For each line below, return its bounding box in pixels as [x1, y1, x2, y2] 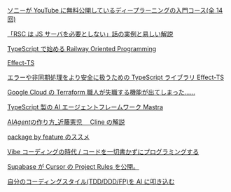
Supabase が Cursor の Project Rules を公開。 [7, 163, 140, 170]
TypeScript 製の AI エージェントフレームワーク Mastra [7, 103, 163, 111]
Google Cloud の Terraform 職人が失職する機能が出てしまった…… [7, 88, 196, 96]
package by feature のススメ [7, 132, 90, 141]
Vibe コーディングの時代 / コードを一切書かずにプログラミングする [7, 148, 199, 156]
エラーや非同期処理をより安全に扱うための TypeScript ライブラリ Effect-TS [7, 73, 224, 81]
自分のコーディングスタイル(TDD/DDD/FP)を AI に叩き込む [7, 177, 175, 186]
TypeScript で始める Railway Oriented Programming [7, 45, 156, 53]
